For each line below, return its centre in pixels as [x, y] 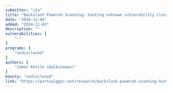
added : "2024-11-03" [27, 24]
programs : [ [18, 48]
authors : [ [17, 62]
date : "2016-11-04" [26, 19]
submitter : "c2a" [24, 10]
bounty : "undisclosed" [29, 77]
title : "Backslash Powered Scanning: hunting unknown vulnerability [80, 15]
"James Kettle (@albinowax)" [46, 67]
